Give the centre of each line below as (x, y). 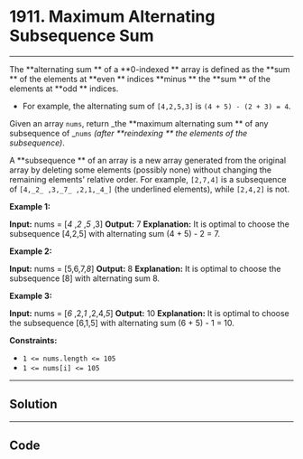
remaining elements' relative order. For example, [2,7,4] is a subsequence (148, 179)
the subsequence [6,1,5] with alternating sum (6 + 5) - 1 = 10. (122, 323)
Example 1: (30, 206)
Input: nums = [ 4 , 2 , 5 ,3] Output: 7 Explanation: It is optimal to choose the (150, 224)
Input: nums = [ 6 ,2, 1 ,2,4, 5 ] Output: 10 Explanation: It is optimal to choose (150, 313)
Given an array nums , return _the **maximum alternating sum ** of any (139, 123)
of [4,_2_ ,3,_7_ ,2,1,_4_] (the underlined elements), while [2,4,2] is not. (150, 189)
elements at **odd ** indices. (64, 89)
